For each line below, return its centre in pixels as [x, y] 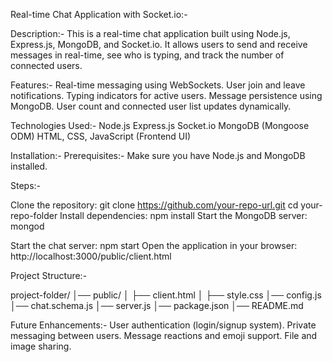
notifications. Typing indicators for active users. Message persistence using [166, 95]
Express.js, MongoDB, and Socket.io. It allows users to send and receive [159, 44]
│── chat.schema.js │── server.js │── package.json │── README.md [157, 305]
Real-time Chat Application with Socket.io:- [99, 14]
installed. [29, 166]
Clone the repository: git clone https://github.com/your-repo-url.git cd [154, 205]
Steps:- [26, 185]
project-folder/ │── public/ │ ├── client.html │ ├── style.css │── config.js [166, 295]
